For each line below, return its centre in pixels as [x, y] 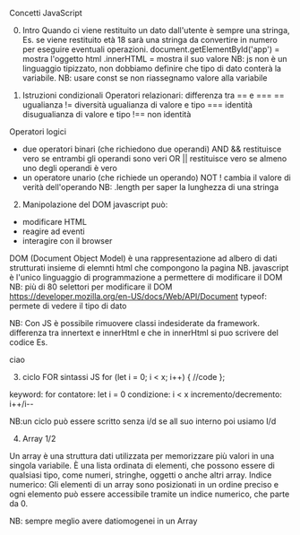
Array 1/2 [39, 439]
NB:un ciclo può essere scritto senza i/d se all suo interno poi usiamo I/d [143, 421]
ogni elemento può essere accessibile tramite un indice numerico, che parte [150, 494]
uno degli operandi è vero [70, 168]
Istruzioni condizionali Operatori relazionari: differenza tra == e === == [153, 95]
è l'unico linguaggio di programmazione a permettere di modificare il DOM [146, 277]
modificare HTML [55, 222]
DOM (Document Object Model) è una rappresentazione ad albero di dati [143, 258]
